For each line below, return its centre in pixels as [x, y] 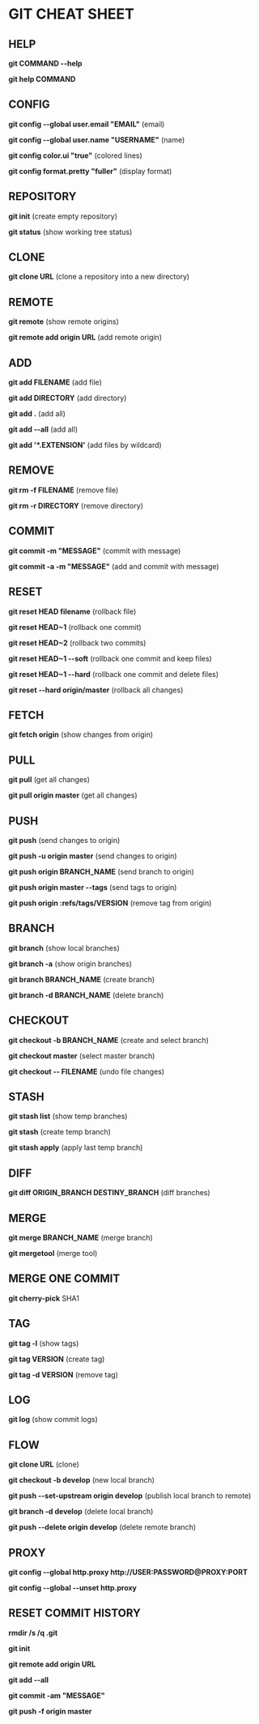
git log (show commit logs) [53, 1420]
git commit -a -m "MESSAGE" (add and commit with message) [114, 566]
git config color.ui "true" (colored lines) [76, 155]
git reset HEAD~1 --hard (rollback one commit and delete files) [114, 674]
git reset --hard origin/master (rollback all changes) [96, 690]
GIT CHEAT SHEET [72, 14]
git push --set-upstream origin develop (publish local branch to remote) [130, 1496]
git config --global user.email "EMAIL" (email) [87, 124]
